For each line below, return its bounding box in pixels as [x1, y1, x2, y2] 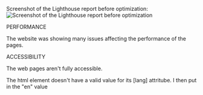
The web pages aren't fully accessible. [6, 65, 103, 72]
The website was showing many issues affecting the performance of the [6, 35, 186, 42]
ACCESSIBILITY [6, 53, 46, 60]
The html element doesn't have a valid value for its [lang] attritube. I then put [6, 77, 197, 84]
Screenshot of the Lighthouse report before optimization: [6, 5, 148, 12]
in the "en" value [6, 83, 48, 90]
